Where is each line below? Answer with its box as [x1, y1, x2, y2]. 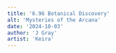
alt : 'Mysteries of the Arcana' [7, 17, 101, 23]
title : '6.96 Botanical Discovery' [7, 10, 110, 17]
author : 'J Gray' [7, 29, 58, 36]
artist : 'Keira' [7, 36, 54, 43]
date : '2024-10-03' [7, 23, 64, 30]
